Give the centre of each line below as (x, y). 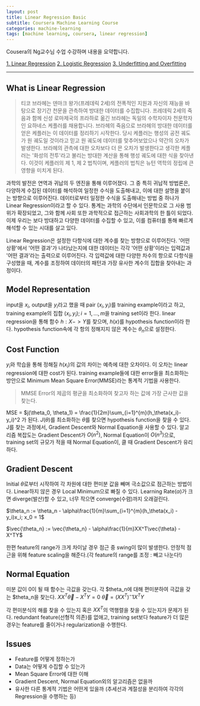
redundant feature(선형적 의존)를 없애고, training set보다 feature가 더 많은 (101, 617)
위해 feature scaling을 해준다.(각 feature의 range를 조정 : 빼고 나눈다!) (100, 555)
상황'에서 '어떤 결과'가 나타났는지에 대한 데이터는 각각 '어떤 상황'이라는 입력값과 (98, 248)
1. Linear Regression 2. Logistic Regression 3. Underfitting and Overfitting (96, 64)
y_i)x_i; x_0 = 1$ (25, 517)
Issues (19, 644)
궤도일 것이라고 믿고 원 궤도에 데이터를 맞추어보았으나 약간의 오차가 (111, 140)
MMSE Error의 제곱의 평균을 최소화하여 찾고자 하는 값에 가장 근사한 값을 (104, 393)
